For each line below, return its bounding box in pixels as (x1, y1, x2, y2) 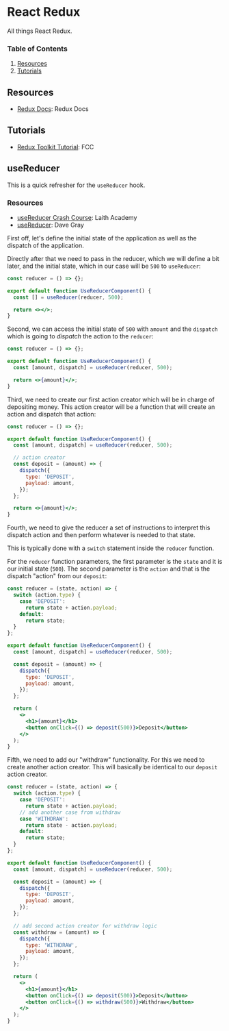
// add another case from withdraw (19, 809, 121, 816)
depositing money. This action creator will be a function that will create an (7, 402, 215, 411)
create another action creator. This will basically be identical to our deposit (7, 763, 218, 771)
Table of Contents (7, 44, 68, 53)
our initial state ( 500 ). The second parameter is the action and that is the (7, 564, 211, 573)
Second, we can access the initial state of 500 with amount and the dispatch (7, 325, 218, 333)
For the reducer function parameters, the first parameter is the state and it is (7, 558, 223, 566)
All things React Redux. (7, 27, 72, 35)
